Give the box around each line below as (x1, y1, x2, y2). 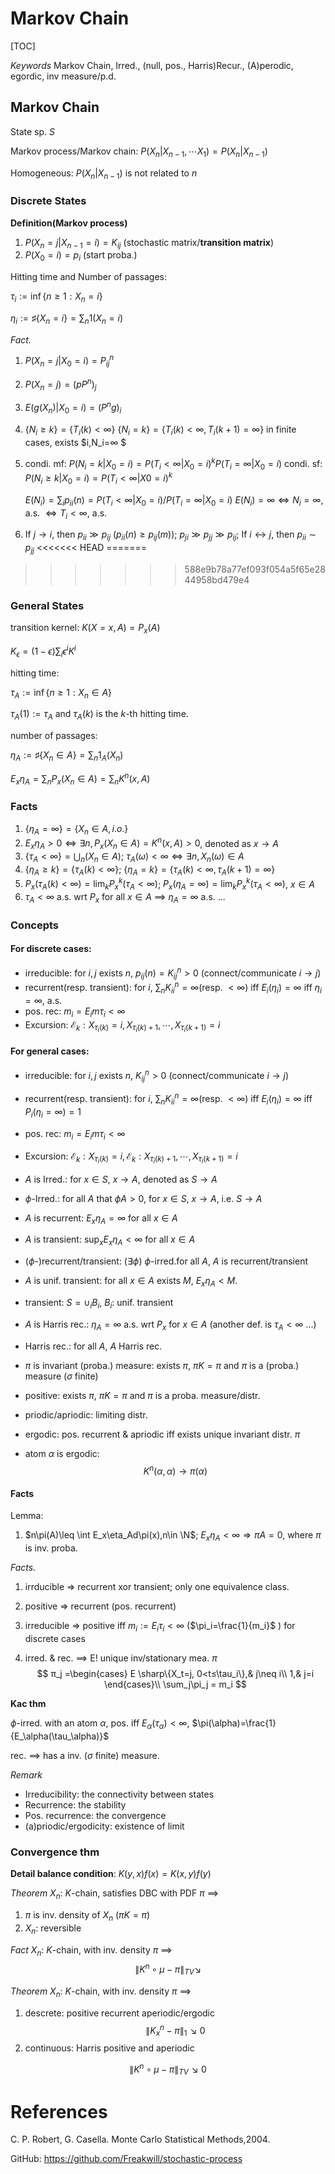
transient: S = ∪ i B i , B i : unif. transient (24, 1297, 174, 1311)
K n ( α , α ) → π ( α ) (143, 1463, 208, 1477)
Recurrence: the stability (24, 1798, 127, 1811)
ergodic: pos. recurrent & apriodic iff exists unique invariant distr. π (24, 1428, 301, 1440)
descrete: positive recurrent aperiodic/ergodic (24, 2007, 215, 2019)
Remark (10, 1768, 43, 1781)
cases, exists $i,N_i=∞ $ (24, 436, 127, 448)
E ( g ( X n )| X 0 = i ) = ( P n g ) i (24, 400, 122, 416)
